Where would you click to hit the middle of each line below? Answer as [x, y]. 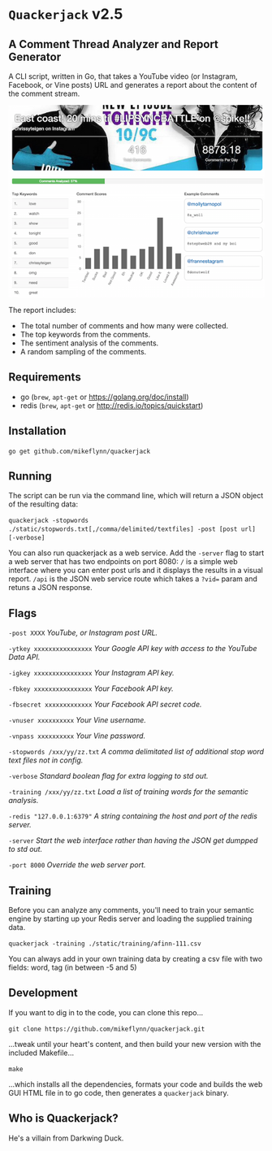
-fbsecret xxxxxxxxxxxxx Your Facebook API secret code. [105, 705]
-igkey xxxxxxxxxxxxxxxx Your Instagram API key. [91, 673]
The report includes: [43, 310]
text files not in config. [46, 760]
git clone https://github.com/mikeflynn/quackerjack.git [107, 1029]
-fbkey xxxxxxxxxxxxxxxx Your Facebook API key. [91, 688]
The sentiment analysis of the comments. [89, 343]
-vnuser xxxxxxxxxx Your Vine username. [77, 720]
